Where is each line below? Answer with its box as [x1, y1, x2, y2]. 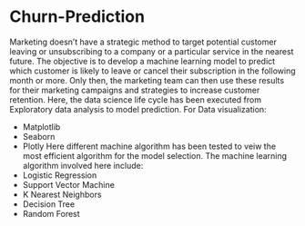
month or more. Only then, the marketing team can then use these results [9, 74, 285, 85]
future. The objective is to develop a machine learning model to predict [9, 55, 276, 66]
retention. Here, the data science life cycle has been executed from [9, 93, 262, 105]
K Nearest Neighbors [22, 189, 102, 200]
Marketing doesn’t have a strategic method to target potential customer [9, 36, 278, 47]
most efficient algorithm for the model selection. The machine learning [22, 150, 288, 161]
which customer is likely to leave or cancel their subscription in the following [9, 65, 296, 76]
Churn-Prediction [9, 6, 146, 27]
